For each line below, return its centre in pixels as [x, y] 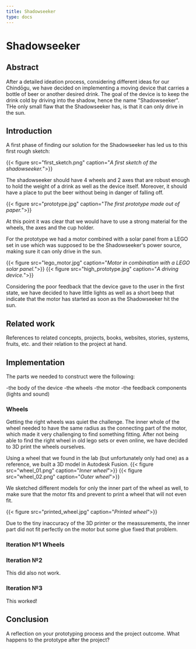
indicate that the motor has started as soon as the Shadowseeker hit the [92, 299]
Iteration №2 [24, 561]
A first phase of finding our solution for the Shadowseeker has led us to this [97, 145]
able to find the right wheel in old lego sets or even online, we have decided [97, 441]
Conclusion [27, 619]
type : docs [19, 17]
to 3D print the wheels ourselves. [46, 447]
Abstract [22, 68]
